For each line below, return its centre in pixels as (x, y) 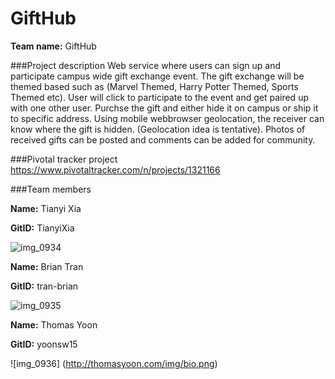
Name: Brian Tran (47, 266)
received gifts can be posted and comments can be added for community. (163, 139)
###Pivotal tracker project (64, 159)
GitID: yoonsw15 (44, 344)
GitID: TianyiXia (42, 228)
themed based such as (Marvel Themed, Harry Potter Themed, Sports (154, 86)
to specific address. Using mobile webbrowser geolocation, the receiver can (167, 118)
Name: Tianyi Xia (46, 208)
